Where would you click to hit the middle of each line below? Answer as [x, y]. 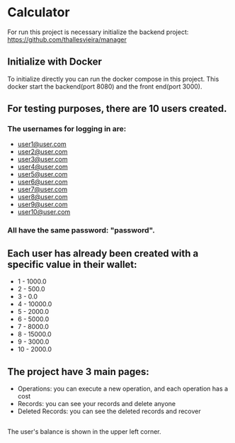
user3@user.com [42, 159]
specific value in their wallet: [72, 264]
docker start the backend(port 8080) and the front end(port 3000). [105, 86]
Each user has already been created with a [103, 253]
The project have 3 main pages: [79, 372]
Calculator [39, 12]
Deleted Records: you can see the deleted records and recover [109, 411]
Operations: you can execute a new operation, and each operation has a [123, 388]
